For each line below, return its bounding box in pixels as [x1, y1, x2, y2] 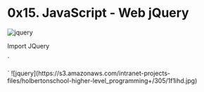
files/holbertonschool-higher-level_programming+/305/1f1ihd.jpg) [7, 76, 198, 85]
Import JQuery [7, 41, 50, 50]
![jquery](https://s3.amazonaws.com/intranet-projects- [11, 69, 171, 77]
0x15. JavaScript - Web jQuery [7, 5, 189, 21]
